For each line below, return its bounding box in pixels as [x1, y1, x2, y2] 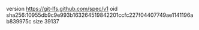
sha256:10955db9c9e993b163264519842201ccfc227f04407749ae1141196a [6, 11, 194, 19]
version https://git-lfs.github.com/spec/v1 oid [6, 5, 118, 12]
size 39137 [32, 18, 59, 25]
